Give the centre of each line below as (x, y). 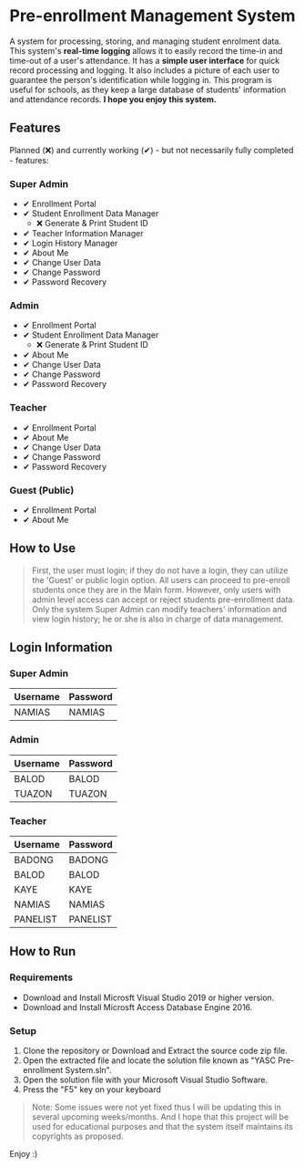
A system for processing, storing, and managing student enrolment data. (146, 41)
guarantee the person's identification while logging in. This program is (141, 79)
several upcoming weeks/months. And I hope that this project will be (160, 1117)
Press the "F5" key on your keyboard (92, 1090)
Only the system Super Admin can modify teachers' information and (159, 609)
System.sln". (88, 1070)
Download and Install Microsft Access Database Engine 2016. (137, 1007)
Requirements (41, 977)
